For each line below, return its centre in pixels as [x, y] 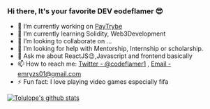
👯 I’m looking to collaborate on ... [65, 41]
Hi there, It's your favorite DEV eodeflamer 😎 [85, 11]
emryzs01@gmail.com [49, 74]
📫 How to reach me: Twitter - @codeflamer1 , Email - [94, 64]
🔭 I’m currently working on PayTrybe [70, 27]
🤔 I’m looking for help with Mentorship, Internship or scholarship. [110, 49]
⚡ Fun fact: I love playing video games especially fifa [93, 82]
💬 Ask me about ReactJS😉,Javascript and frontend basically [105, 56]
